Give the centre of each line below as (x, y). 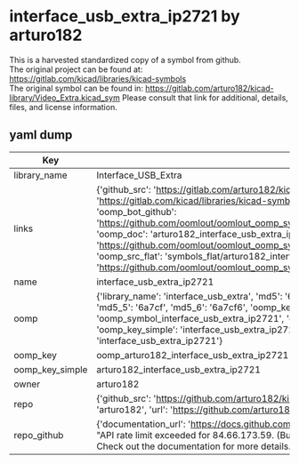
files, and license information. (63, 107)
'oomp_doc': (122, 234)
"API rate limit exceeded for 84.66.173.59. (185, 435)
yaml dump (41, 135)
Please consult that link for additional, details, (205, 97)
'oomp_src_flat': (129, 256)
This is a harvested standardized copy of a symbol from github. (125, 60)
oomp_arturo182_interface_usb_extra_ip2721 (193, 355)
